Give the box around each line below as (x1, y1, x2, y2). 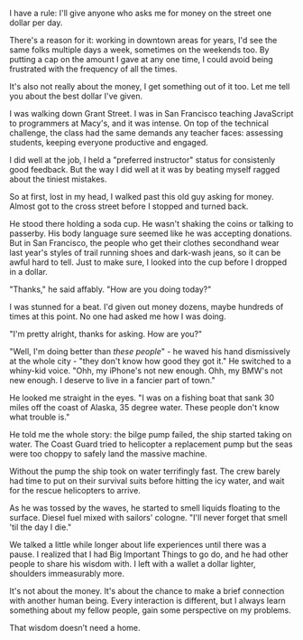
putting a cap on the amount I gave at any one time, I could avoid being (9, 54, 273, 64)
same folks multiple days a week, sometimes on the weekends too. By (9, 44, 270, 55)
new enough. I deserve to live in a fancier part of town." (9, 375, 216, 385)
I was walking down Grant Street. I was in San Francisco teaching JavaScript (9, 108, 294, 118)
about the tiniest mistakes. (9, 174, 107, 184)
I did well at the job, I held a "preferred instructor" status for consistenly (9, 155, 276, 165)
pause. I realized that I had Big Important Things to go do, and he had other (9, 549, 289, 560)
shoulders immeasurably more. (9, 569, 124, 579)
